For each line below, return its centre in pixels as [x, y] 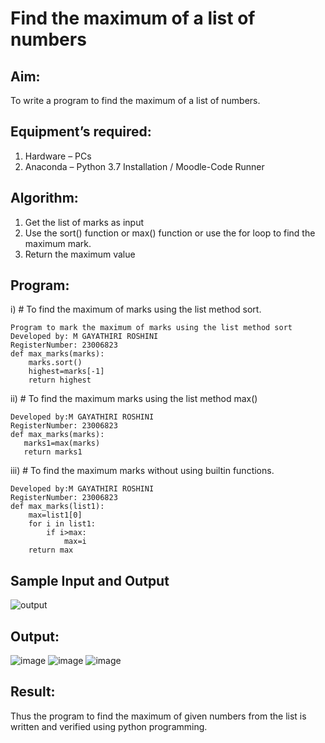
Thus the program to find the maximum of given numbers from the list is [158, 716]
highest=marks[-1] [66, 372]
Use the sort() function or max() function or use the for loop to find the [170, 233]
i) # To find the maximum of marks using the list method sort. [136, 309]
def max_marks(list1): [57, 507]
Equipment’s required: [81, 132]
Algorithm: [44, 198]
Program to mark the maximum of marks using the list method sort [151, 328]
